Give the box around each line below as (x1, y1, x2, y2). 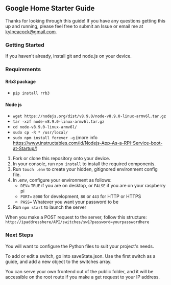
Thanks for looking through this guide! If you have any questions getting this (5, 17, 166, 24)
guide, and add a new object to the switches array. (5, 258, 112, 265)
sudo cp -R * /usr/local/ (12, 130, 68, 135)
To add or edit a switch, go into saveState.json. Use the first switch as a (5, 253, 156, 259)
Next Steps (5, 231, 34, 238)
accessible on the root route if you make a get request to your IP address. (5, 274, 160, 280)
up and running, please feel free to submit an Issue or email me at (5, 23, 143, 29)
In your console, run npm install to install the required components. (12, 161, 156, 167)
